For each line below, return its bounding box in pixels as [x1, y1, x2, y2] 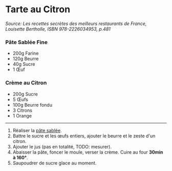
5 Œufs [12, 96, 28, 103]
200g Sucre [12, 91, 38, 97]
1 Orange [12, 112, 32, 118]
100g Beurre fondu [12, 102, 53, 108]
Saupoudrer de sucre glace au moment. [12, 160, 97, 166]
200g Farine [12, 50, 39, 57]
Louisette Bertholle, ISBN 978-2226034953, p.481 [5, 26, 111, 32]
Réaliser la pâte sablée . [12, 127, 62, 133]
